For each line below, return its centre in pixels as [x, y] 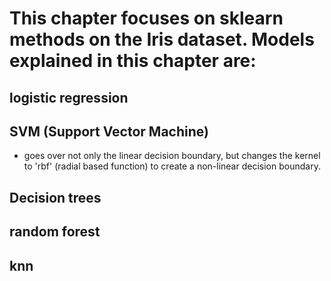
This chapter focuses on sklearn [146, 18]
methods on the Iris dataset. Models [162, 39]
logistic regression [69, 97]
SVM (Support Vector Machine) [109, 131]
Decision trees [55, 197]
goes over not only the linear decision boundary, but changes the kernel [172, 156]
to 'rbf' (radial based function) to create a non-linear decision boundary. [172, 166]
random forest [55, 232]
